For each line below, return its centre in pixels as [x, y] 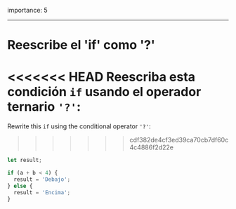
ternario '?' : [44, 107]
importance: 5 [27, 10]
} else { [20, 186]
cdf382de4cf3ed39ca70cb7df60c [179, 140]
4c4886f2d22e [152, 147]
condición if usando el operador [104, 92]
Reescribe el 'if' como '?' [81, 45]
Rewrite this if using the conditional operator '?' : [79, 126]
